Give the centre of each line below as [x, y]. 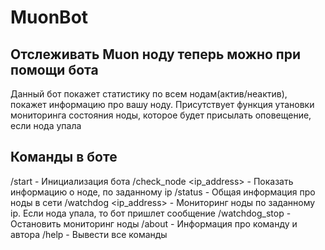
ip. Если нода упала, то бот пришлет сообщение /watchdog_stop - [151, 213]
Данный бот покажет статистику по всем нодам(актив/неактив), [149, 94]
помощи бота [54, 69]
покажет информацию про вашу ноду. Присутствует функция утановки [162, 104]
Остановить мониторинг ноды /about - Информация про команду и [154, 223]
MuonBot [49, 17]
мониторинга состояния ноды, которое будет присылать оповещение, [161, 115]
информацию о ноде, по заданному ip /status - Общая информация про [163, 192]
